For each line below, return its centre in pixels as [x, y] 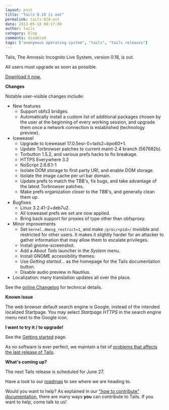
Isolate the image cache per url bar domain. [65, 175]
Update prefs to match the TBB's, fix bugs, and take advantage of [88, 181]
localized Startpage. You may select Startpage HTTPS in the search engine [83, 312]
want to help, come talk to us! [36, 402]
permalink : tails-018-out [32, 19]
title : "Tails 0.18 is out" [35, 15]
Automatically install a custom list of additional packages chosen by [91, 116]
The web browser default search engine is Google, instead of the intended [82, 307]
